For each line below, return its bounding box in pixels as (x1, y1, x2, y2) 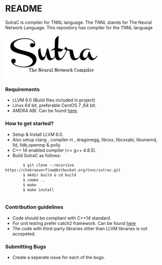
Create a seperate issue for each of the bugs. (12, 255, 106, 261)
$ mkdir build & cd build (23, 172, 77, 177)
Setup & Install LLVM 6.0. (12, 131, 63, 137)
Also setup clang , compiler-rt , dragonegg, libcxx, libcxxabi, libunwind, (12, 137, 158, 143)
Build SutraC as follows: (12, 152, 61, 159)
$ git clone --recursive (23, 162, 74, 167)
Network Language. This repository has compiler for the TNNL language (5, 24, 153, 30)
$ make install (23, 187, 54, 192)
